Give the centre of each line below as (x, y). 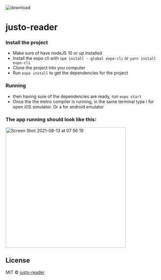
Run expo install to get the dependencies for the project (70, 73)
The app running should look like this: (51, 119)
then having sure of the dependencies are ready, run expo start (77, 96)
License (18, 261)
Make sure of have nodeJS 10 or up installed (57, 53)
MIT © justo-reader (25, 272)
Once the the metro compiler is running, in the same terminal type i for (83, 101)
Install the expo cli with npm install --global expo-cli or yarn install (84, 58)
